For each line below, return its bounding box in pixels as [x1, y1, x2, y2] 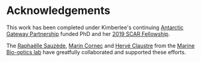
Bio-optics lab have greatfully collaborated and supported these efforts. [6, 48, 186, 55]
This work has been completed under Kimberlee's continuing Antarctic [6, 24, 184, 31]
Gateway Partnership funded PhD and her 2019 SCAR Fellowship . [6, 30, 171, 37]
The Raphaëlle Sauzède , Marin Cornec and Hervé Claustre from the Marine [6, 42, 195, 49]
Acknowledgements [6, 4, 111, 18]
